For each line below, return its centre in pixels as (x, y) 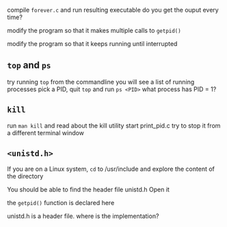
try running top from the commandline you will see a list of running (101, 82)
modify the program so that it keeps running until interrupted (92, 44)
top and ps (29, 65)
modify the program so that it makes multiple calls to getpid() (94, 31)
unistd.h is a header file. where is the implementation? (83, 216)
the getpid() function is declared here (61, 203)
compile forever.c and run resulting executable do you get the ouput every (113, 10)
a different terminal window (45, 132)
